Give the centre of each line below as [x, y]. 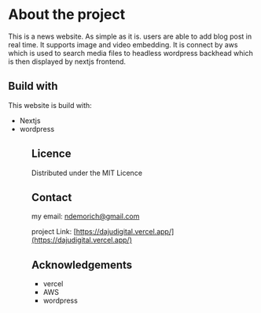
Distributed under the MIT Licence [87, 173]
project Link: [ [54, 232]
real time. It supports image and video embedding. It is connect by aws [123, 44]
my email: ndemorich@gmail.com [85, 216]
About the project [67, 15]
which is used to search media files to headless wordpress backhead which [130, 53]
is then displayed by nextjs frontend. [67, 61]
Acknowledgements [82, 265]
